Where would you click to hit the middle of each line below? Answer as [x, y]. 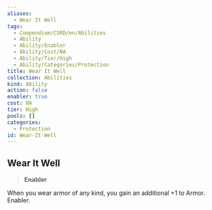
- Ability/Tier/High [43, 59]
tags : [15, 26]
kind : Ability [28, 84]
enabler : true [28, 97]
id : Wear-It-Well [32, 135]
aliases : [20, 13]
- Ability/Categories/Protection [61, 65]
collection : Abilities [40, 77]
